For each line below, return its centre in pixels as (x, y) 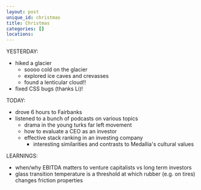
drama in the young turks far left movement (78, 125)
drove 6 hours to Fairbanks (49, 112)
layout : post (23, 12)
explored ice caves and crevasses (66, 76)
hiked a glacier (33, 63)
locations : (20, 34)
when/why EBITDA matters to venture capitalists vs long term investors (103, 168)
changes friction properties (49, 180)
